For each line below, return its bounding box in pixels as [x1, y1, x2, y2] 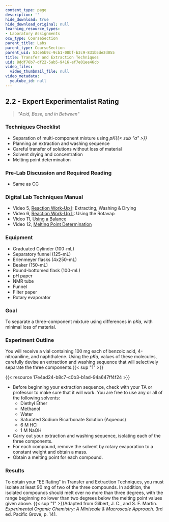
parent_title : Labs [5, 41, 47, 46]
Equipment [5, 234, 33, 241]
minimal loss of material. [5, 324, 57, 330]
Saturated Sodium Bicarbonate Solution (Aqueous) [20, 417, 126, 423]
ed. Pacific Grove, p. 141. [5, 511, 57, 517]
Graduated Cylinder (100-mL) [12, 245, 75, 252]
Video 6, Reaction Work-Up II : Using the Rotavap [12, 211, 115, 217]
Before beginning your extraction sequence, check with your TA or [12, 384, 153, 390]
